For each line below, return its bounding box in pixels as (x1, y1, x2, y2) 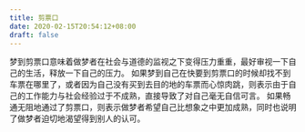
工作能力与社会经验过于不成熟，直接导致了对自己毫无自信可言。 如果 (25, 90, 283, 101)
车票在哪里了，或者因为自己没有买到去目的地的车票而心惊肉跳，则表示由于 (9, 79, 289, 90)
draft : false (9, 30, 59, 39)
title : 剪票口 (9, 13, 59, 23)
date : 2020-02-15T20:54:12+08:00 (9, 22, 137, 31)
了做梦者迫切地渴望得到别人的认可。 (9, 113, 146, 124)
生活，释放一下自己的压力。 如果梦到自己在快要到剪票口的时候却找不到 (25, 67, 291, 78)
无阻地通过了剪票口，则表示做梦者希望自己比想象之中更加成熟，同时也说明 (16, 102, 297, 113)
